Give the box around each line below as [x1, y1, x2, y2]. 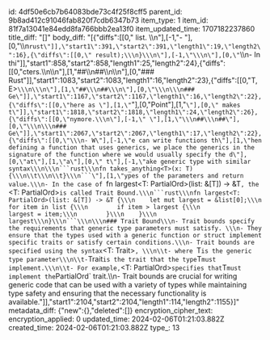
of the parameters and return [141, 172, 244, 180]
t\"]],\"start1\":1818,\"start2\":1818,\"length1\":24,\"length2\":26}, [8, 108, 259, 116]
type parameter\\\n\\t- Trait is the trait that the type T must [8, 254, 217, 263]
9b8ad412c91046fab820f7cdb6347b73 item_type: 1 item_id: [8, 15, 209, 25]
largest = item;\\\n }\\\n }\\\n [8, 210, 158, 218]
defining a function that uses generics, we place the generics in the [8, 144, 255, 152]
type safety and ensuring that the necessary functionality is [8, 288, 207, 298]
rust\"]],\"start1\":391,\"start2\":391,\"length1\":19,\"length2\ [28, 43, 261, 51]
